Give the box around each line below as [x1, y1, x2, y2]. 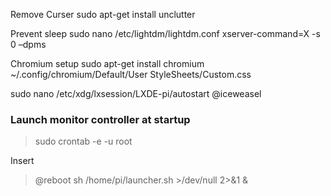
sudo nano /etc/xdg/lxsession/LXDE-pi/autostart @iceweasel [10, 88, 262, 99]
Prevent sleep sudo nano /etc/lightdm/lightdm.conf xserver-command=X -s [10, 28, 321, 39]
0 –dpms [10, 39, 47, 50]
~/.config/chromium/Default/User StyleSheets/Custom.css [10, 69, 252, 80]
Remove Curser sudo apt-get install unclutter [10, 9, 196, 20]
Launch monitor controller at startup [10, 112, 191, 126]
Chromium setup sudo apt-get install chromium [10, 58, 205, 69]
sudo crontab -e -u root [34, 135, 133, 148]
